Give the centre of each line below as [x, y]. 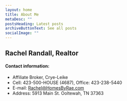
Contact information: [27, 66]
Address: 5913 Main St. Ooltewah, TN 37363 [58, 93]
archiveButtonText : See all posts [41, 28]
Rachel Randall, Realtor [42, 53]
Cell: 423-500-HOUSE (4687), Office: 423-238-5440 [67, 82]
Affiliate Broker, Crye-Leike [40, 77]
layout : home [19, 10]
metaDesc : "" [19, 19]
